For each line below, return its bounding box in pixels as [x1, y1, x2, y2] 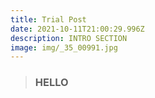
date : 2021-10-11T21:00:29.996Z [10, 24, 145, 34]
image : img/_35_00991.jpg [10, 42, 118, 53]
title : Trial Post [10, 14, 87, 25]
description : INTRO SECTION [10, 33, 128, 43]
